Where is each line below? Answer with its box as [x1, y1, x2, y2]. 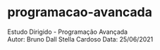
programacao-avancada [7, 4, 153, 20]
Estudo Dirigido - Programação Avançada [7, 27, 128, 36]
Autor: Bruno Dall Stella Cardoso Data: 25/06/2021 [7, 35, 154, 43]
